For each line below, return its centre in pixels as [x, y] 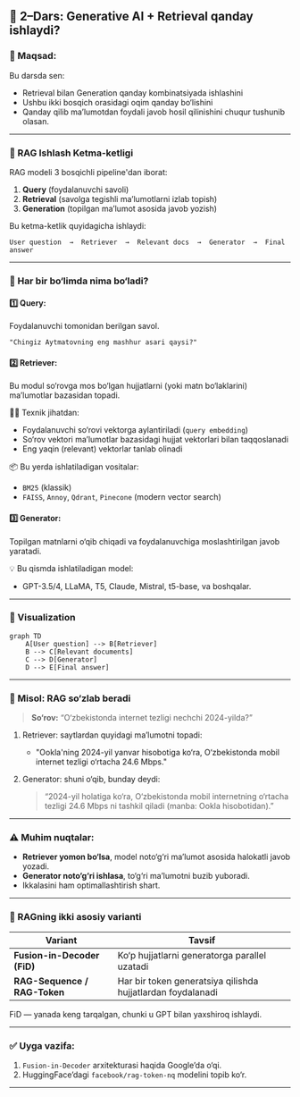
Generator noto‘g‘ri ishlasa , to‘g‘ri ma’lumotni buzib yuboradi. [136, 876]
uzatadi [133, 966]
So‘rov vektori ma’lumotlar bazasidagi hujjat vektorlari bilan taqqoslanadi [155, 440]
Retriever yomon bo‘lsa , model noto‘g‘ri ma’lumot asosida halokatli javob [156, 857]
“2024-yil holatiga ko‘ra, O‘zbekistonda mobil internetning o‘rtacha [167, 797]
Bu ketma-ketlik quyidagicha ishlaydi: [78, 225]
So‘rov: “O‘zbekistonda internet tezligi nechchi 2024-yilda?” [142, 718]
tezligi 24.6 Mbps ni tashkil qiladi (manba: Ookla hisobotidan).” [159, 806]
